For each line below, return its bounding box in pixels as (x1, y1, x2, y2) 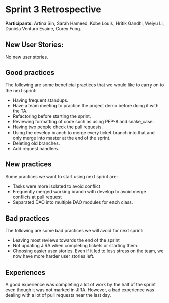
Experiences (5, 268, 46, 277)
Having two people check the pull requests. (12, 124, 103, 130)
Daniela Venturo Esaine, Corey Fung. (5, 25, 82, 31)
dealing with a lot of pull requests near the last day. (5, 292, 111, 298)
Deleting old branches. (12, 140, 60, 146)
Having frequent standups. (12, 97, 69, 103)
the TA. (12, 108, 28, 114)
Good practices (5, 68, 54, 77)
